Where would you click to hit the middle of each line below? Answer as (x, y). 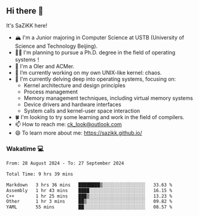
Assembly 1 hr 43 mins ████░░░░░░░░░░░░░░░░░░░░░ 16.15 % (89, 190)
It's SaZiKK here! (27, 25)
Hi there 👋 (25, 11)
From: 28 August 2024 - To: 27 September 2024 (65, 163)
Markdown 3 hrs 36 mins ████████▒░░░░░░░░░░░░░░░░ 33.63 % (89, 185)
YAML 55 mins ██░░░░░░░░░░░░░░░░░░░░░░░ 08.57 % (89, 207)
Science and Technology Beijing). (56, 46)
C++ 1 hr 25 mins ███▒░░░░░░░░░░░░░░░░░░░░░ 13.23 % (89, 196)
